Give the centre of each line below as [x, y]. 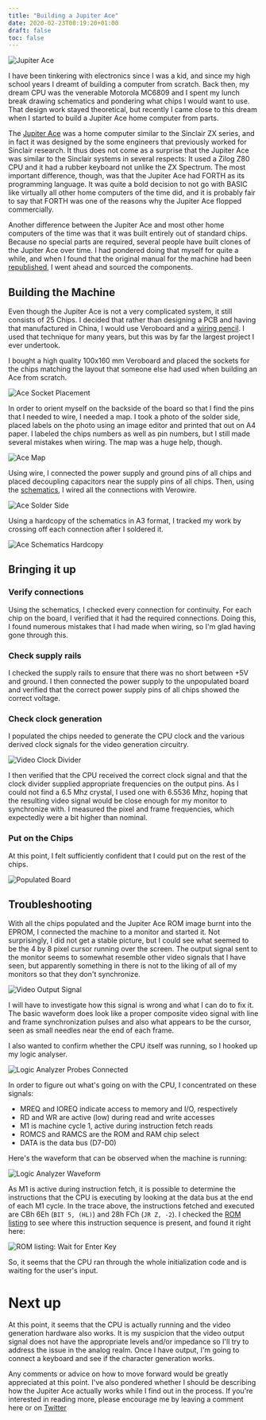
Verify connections [46, 592]
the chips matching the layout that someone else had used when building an [133, 369]
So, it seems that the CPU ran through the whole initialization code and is [127, 1262]
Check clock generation [55, 718]
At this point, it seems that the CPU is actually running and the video [120, 1325]
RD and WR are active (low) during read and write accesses [117, 1118]
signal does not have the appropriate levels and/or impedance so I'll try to [129, 1342]
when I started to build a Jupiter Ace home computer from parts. [114, 118]
